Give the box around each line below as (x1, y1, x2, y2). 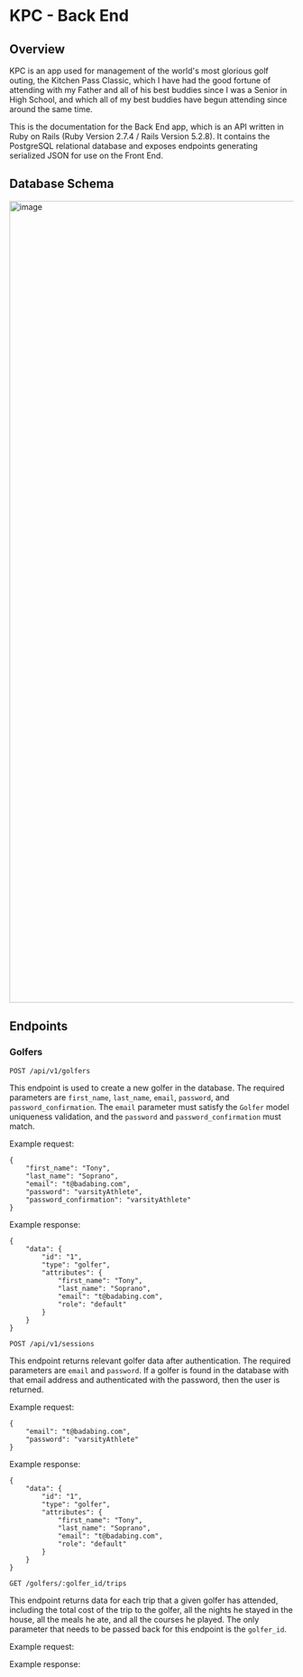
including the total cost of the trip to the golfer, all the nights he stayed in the (9, 1604, 293, 1615)
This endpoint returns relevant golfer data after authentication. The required (9, 1355, 291, 1366)
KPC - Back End (9, 5, 129, 26)
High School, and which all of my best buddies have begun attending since (9, 94, 288, 105)
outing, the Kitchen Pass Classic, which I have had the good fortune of (9, 75, 271, 86)
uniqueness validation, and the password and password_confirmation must (9, 1111, 281, 1122)
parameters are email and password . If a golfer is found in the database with (9, 1364, 289, 1375)
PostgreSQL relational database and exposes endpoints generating (9, 141, 259, 151)
